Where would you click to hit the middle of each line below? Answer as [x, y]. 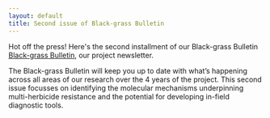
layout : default [36, 16]
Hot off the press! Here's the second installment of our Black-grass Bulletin [133, 46]
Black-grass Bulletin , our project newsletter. [81, 55]
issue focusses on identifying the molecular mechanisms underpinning [126, 88]
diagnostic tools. [36, 105]
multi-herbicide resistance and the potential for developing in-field [119, 96]
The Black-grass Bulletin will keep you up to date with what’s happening [128, 70]
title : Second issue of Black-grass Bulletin [86, 23]
